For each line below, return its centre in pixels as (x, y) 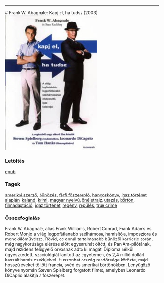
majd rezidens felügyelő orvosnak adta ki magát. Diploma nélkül (69, 249)
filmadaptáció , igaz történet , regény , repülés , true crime (61, 205)
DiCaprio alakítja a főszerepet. (35, 275)
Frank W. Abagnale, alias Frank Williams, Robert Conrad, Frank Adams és (78, 229)
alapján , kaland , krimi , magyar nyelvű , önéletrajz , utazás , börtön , (70, 200)
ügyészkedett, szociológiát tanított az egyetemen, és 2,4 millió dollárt (75, 255)
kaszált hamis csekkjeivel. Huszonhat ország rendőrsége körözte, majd (77, 260)
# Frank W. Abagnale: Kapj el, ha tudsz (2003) (51, 12)
